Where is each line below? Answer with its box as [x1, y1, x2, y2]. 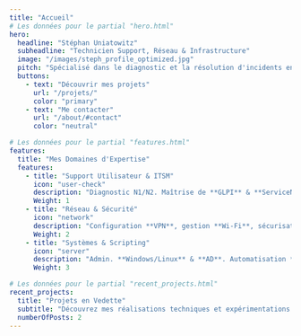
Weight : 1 [32, 197, 70, 206]
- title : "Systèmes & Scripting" [25, 238, 150, 247]
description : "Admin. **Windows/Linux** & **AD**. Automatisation [32, 255, 287, 264]
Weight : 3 [32, 263, 70, 272]
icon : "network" [32, 213, 94, 222]
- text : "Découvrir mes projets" [25, 80, 150, 89]
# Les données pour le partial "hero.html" [9, 22, 175, 31]
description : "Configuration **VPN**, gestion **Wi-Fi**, [32, 221, 254, 230]
